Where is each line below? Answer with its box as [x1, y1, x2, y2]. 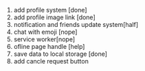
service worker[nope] [13, 35, 76, 43]
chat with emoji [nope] [13, 28, 78, 36]
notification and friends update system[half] [13, 21, 139, 28]
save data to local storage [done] [13, 50, 108, 58]
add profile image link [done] [13, 13, 96, 21]
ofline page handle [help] [13, 43, 85, 50]
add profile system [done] [13, 6, 87, 14]
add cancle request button [13, 57, 89, 65]
